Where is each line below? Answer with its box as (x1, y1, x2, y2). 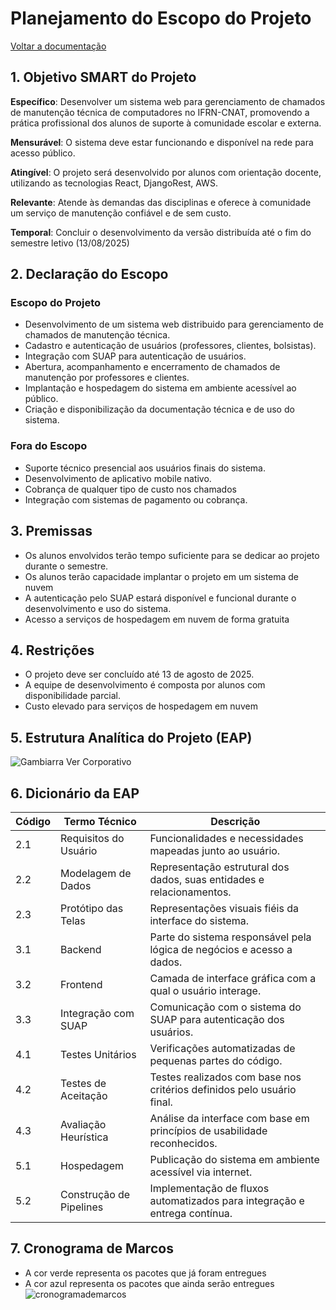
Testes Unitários (60, 1047, 137, 1061)
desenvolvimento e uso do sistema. (24, 602, 172, 614)
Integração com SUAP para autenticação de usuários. (24, 350, 247, 362)
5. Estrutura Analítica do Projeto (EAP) (10, 729, 253, 746)
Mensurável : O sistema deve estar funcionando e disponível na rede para (10, 136, 314, 148)
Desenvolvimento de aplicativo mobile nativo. (24, 472, 212, 484)
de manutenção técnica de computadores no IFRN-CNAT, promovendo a (10, 106, 310, 118)
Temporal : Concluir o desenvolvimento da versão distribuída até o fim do (10, 226, 312, 238)
